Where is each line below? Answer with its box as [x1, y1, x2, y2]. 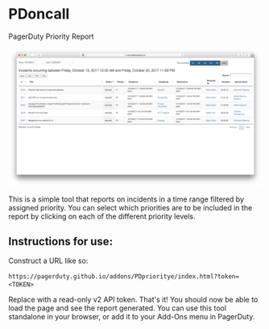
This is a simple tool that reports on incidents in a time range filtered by [8, 194, 244, 204]
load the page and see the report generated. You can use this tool [8, 303, 227, 313]
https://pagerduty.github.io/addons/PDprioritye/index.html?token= [8, 273, 240, 281]
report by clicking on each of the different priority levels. [8, 211, 196, 221]
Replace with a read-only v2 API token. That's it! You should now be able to [8, 295, 259, 305]
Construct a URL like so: [8, 256, 89, 266]
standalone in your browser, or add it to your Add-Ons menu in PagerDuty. [8, 312, 255, 322]
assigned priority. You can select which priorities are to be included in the [8, 202, 253, 212]
